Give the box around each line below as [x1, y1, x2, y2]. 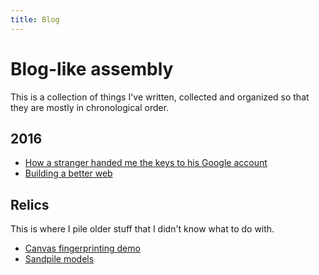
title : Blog [10, 14, 60, 25]
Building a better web [24, 167, 113, 180]
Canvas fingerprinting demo [24, 242, 141, 255]
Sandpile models [24, 253, 95, 265]
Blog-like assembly [10, 57, 174, 80]
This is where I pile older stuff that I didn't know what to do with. [10, 223, 275, 235]
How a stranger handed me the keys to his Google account [24, 157, 268, 169]
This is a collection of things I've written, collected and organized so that [10, 91, 310, 103]
